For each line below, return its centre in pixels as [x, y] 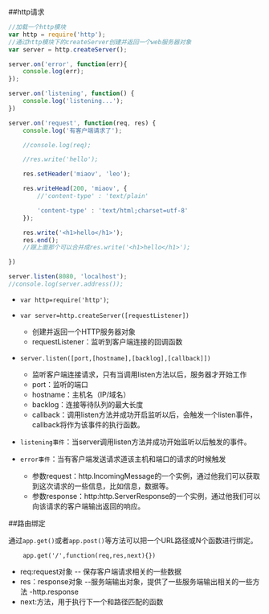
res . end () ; [41, 240]
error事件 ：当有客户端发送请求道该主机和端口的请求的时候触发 [123, 459]
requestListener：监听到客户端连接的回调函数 [107, 341]
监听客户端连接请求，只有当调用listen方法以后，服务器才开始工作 [139, 374]
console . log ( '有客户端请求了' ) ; [73, 130]
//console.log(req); [57, 145]
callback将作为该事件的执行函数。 [88, 424]
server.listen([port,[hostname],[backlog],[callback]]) [115, 358]
